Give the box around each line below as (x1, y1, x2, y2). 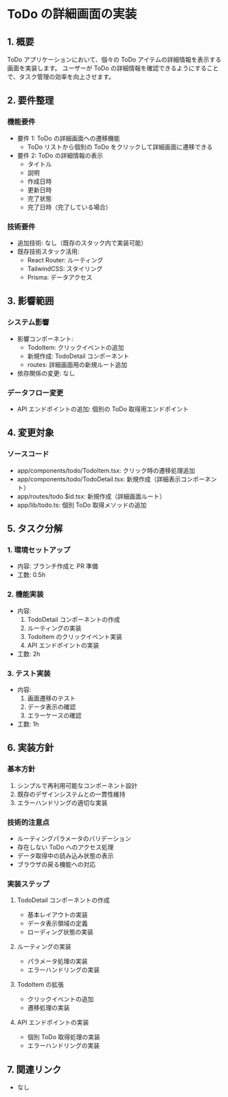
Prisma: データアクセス (27, 273, 93, 281)
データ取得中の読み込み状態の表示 (16, 851, 114, 859)
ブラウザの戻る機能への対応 (16, 860, 96, 868)
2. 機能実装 (7, 589, 44, 599)
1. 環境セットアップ (7, 545, 71, 554)
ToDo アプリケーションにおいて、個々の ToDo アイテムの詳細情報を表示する (7, 56, 222, 63)
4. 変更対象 (7, 427, 54, 439)
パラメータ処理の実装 (27, 957, 88, 965)
